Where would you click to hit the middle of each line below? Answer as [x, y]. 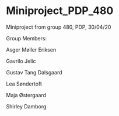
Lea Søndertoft [24, 84]
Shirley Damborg [26, 106]
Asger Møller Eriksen [31, 50]
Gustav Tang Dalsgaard [34, 72]
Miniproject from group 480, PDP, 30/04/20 [59, 27]
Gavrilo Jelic [21, 61]
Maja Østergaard [26, 95]
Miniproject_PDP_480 [60, 11]
